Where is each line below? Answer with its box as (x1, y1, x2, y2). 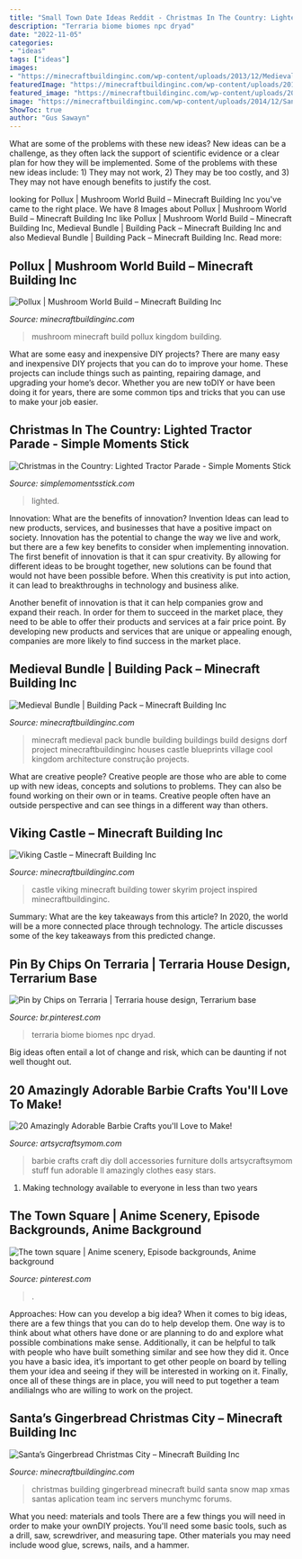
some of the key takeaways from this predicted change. (9, 931, 216, 942)
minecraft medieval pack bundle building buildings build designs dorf (31, 734, 288, 745)
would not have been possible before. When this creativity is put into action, (9, 570, 291, 581)
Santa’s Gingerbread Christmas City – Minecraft (9, 1410, 283, 1427)
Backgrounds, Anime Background (9, 1222, 202, 1238)
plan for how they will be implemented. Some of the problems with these (9, 158, 278, 168)
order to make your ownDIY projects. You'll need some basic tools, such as (9, 1520, 288, 1531)
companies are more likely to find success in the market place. (9, 635, 241, 646)
